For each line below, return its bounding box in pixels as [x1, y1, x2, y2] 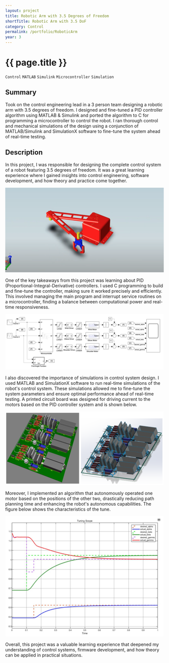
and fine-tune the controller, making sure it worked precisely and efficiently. [5, 288, 162, 294]
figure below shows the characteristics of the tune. [5, 506, 111, 512]
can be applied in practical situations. [5, 652, 83, 658]
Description [5, 148, 43, 157]
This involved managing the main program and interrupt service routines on [5, 293, 162, 299]
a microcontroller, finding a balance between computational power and [5, 299, 152, 305]
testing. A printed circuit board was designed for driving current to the [5, 396, 151, 402]
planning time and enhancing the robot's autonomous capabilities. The [5, 501, 152, 507]
